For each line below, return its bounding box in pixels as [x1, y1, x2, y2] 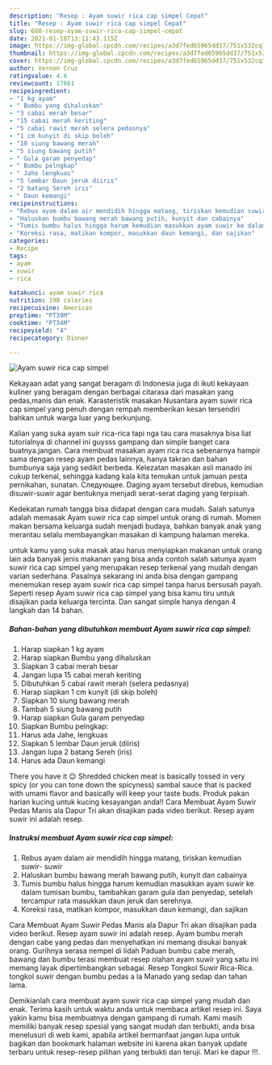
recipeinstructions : [9, 199, 79, 207]
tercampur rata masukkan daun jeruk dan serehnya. [20, 896, 193, 906]
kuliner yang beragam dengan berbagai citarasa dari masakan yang [9, 387, 234, 397]
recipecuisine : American [9, 304, 93, 312]
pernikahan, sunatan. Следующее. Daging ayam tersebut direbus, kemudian [9, 480, 264, 490]
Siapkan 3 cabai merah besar [20, 662, 119, 671]
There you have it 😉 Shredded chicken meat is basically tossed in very [9, 771, 245, 781]
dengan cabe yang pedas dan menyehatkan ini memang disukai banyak [9, 938, 248, 947]
